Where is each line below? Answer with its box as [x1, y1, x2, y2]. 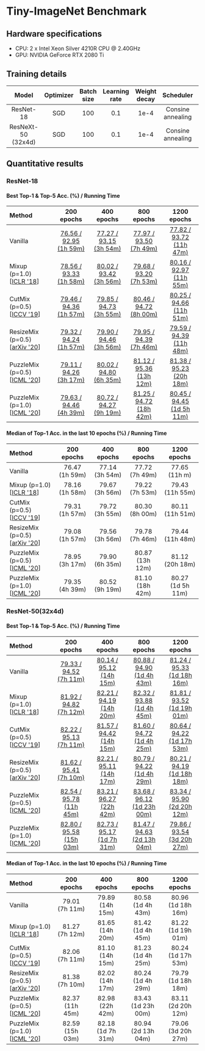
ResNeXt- [9, 122, 38, 131]
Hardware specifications [6, 29, 103, 39]
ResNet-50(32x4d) [6, 607, 64, 616]
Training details [6, 69, 67, 79]
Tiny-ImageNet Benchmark [6, 4, 147, 18]
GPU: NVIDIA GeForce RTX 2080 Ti [15, 51, 104, 59]
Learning [103, 87, 129, 95]
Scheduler [162, 90, 193, 99]
